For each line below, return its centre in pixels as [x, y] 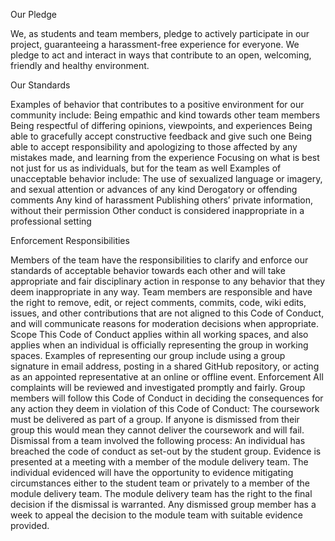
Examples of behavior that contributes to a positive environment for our [157, 104]
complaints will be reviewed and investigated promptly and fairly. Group [158, 387]
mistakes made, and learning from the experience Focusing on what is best [165, 157]
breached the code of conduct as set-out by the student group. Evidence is [166, 451]
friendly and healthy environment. [80, 65]
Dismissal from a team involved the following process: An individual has [158, 440]
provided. [30, 525]
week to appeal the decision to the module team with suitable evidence [157, 515]
